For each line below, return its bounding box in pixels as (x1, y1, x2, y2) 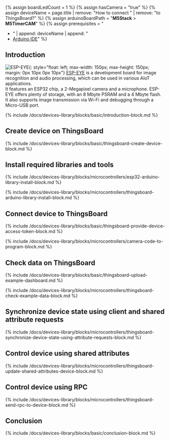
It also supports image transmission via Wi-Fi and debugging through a (5, 96, 154, 102)
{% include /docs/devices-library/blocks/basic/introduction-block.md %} (5, 112, 158, 118)
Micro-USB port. (5, 102, 40, 108)
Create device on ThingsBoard (5, 127, 104, 136)
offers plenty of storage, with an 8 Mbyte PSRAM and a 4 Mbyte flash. (15, 91, 161, 97)
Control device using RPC (5, 383, 88, 392)
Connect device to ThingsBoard (5, 209, 108, 218)
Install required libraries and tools (5, 161, 114, 169)
